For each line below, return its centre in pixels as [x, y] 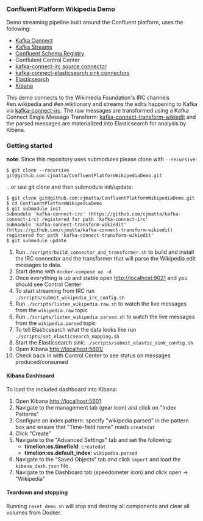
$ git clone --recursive [38, 170]
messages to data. [38, 265]
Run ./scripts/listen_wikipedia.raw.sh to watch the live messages [101, 304]
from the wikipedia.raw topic [52, 310]
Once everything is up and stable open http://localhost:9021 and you [101, 278]
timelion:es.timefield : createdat [65, 446]
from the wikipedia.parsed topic [55, 323]
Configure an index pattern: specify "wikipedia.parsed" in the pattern [102, 420]
